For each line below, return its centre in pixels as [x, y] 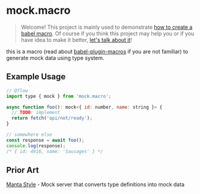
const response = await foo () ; [45, 140]
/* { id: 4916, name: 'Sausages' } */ [55, 151]
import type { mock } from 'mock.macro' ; [59, 96]
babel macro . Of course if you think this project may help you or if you [108, 33]
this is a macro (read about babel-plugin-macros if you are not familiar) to [97, 51]
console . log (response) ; [36, 146]
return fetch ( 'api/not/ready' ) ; [52, 118]
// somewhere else [29, 135]
